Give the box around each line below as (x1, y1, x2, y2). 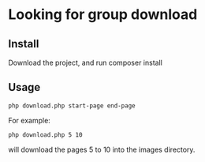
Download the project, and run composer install (8, 58, 163, 67)
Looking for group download (8, 6, 198, 24)
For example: (8, 115, 51, 125)
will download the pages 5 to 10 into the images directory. (8, 145, 196, 154)
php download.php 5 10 (8, 130, 83, 139)
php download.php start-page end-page (8, 101, 136, 110)
